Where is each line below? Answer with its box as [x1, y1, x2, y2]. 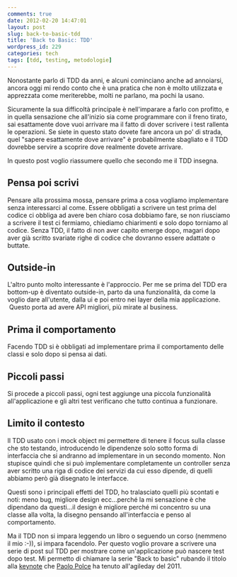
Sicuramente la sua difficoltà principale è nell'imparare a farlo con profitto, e [7, 104, 229, 114]
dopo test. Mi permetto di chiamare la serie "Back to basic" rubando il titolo [7, 554, 226, 563]
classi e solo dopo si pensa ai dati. [7, 350, 108, 358]
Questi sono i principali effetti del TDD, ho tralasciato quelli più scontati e [7, 488, 219, 496]
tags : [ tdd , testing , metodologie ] [7, 57, 112, 64]
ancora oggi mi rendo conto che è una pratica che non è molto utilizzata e [7, 83, 223, 92]
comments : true [7, 10, 52, 18]
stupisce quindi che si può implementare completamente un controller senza [7, 458, 231, 467]
